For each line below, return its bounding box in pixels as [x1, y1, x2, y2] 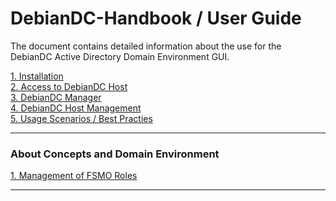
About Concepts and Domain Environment [10, 147, 220, 161]
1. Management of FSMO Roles [10, 170, 138, 182]
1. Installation [10, 70, 64, 82]
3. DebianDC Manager [10, 91, 102, 103]
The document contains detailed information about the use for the [10, 40, 282, 52]
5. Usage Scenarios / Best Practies [10, 112, 153, 124]
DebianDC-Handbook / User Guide [10, 7, 302, 30]
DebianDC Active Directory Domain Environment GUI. [10, 50, 230, 62]
